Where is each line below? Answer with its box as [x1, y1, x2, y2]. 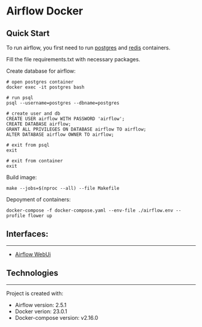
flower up [28, 213, 52, 219]
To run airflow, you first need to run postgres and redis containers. [6, 44, 171, 51]
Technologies [6, 268, 59, 278]
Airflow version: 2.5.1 [14, 301, 67, 308]
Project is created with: [6, 290, 64, 297]
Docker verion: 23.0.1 [14, 308, 67, 315]
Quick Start [6, 28, 50, 38]
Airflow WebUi [14, 251, 51, 258]
